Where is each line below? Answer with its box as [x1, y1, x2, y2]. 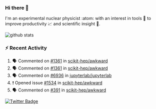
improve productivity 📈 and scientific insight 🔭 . [5, 21, 101, 27]
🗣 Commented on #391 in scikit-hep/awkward [12, 87, 107, 93]
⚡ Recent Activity [5, 45, 47, 52]
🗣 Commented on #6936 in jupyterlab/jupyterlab [12, 73, 112, 78]
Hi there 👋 [5, 4, 29, 11]
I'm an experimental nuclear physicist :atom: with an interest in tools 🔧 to [5, 16, 152, 21]
